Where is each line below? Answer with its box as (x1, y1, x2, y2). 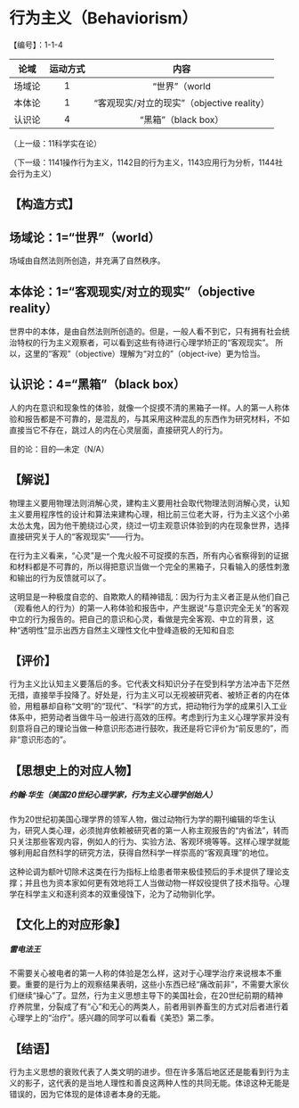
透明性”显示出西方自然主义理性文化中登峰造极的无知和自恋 (20, 624, 235, 635)
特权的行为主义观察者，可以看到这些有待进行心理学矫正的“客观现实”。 (16, 336, 274, 348)
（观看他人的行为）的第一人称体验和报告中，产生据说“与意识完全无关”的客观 (9, 602, 289, 613)
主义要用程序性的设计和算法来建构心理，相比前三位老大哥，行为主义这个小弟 (9, 509, 290, 519)
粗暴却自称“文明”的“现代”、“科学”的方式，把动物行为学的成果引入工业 (32, 701, 287, 712)
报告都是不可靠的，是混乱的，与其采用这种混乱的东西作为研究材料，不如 (24, 413, 290, 424)
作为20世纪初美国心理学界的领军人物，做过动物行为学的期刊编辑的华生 (9, 814, 269, 824)
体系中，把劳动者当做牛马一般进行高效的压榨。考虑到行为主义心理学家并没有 (9, 712, 290, 723)
